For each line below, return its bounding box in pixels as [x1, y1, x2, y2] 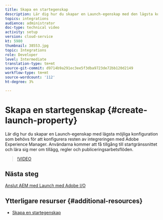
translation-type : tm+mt [5, 61, 55, 66]
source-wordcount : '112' [5, 75, 55, 80]
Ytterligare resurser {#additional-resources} [5, 197, 143, 205]
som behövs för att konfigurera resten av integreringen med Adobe [5, 136, 139, 142]
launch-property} [5, 115, 78, 126]
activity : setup [5, 30, 38, 34]
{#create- [107, 104, 148, 116]
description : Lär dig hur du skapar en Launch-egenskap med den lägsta [5, 12, 153, 17]
